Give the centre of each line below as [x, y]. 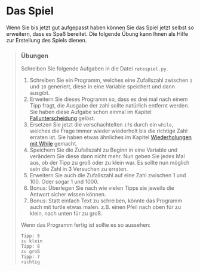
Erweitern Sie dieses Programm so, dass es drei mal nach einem [109, 99]
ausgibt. [40, 93]
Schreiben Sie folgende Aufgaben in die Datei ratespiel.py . [94, 69]
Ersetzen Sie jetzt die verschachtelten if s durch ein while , [101, 125]
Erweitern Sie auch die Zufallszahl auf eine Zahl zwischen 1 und [108, 175]
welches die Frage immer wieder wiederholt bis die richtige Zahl [109, 131]
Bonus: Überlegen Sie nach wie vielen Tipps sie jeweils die [102, 188]
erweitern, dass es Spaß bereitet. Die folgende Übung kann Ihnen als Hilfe [97, 33]
